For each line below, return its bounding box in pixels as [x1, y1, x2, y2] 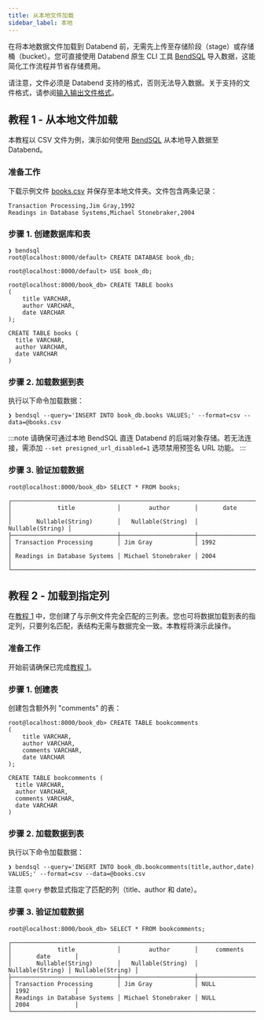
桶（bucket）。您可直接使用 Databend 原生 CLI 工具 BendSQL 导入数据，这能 [8, 51, 256, 61]
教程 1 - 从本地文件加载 [8, 113, 118, 126]
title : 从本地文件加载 [8, 11, 75, 20]
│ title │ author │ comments [8, 945, 244, 953]
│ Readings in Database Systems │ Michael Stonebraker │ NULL [8, 993, 216, 1002]
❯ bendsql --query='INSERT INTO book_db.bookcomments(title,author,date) [8, 863, 255, 871]
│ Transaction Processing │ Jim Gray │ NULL [8, 980, 216, 988]
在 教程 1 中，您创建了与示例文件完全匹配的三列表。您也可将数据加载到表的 [8, 612, 249, 621]
